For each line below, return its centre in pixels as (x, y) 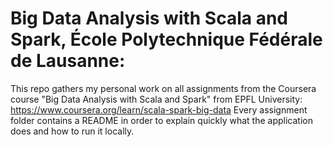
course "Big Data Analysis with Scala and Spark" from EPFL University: (156, 99)
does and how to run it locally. (72, 131)
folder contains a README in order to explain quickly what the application (161, 120)
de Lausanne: (68, 61)
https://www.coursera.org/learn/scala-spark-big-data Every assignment (159, 109)
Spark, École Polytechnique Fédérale (166, 39)
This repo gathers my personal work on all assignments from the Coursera (163, 88)
